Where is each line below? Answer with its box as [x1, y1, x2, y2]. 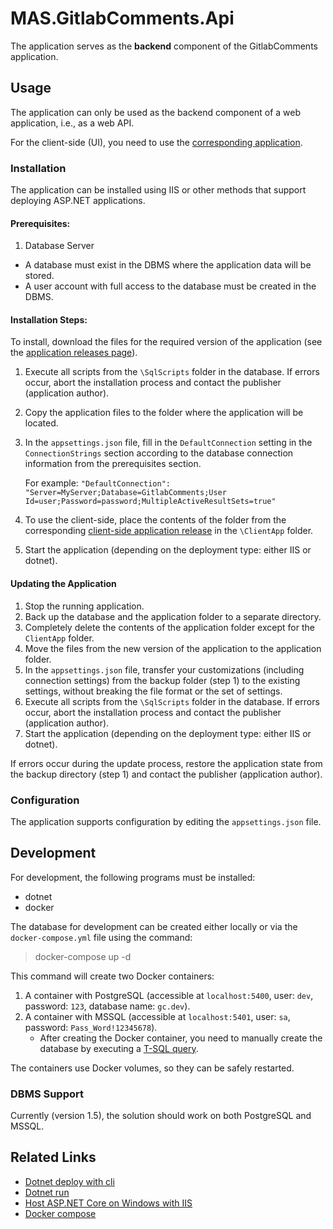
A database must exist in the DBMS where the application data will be [24, 259, 312, 271]
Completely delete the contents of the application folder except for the [24, 621, 315, 633]
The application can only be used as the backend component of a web [10, 106, 302, 118]
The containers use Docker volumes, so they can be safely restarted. [10, 1062, 295, 1074]
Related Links [10, 1149, 97, 1166]
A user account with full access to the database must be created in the [24, 280, 317, 292]
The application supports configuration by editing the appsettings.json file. [10, 815, 322, 827]
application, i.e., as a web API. [10, 117, 135, 129]
